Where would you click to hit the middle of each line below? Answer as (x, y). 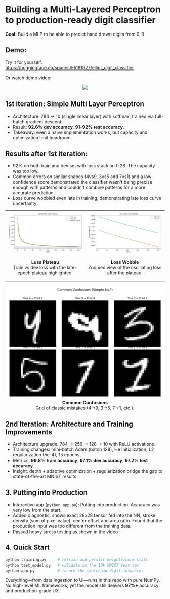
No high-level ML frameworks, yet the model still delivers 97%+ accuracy (82, 586)
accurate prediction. (34, 193)
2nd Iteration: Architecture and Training (69, 424)
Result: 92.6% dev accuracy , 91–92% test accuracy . (68, 127)
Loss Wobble (125, 262)
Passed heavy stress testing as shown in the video (65, 532)
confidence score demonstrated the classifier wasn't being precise (82, 182)
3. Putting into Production (46, 492)
